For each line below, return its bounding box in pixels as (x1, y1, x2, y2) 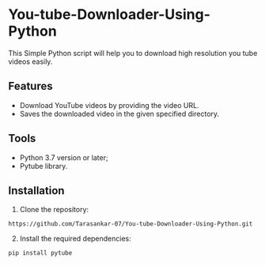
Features (8, 80, 53, 93)
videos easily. (8, 57, 53, 66)
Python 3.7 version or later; (19, 152, 108, 162)
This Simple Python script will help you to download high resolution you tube (8, 48, 258, 58)
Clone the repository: (19, 205, 89, 215)
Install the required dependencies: (19, 234, 132, 244)
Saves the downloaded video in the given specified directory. (19, 109, 220, 118)
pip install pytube (8, 249, 73, 257)
